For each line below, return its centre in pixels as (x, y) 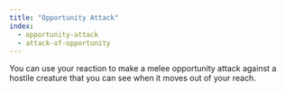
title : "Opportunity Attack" (64, 18)
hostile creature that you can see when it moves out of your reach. (133, 78)
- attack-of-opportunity (64, 43)
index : (22, 26)
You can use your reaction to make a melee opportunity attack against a (143, 69)
